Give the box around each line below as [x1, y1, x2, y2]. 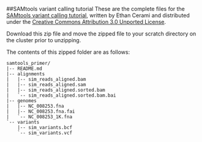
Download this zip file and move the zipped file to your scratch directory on [6, 30, 196, 37]
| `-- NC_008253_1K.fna [6, 114, 72, 120]
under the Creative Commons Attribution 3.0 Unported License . [6, 18, 166, 25]
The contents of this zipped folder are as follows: [6, 48, 130, 56]
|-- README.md [6, 65, 43, 72]
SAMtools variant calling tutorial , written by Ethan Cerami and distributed [6, 12, 190, 19]
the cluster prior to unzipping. [6, 37, 81, 43]
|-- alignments [6, 71, 45, 77]
